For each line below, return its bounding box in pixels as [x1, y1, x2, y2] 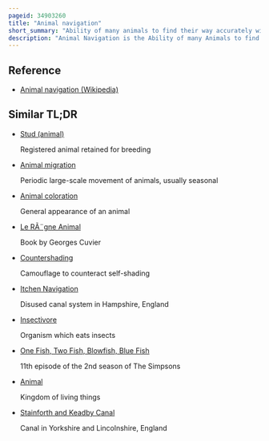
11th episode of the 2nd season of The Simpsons [19, 361, 181, 371]
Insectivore [19, 315, 58, 324]
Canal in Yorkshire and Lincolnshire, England [19, 423, 168, 432]
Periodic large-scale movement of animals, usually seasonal [19, 175, 219, 185]
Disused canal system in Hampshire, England [19, 299, 170, 308]
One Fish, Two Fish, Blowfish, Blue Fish [19, 345, 150, 356]
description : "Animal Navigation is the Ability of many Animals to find [8, 34, 260, 42]
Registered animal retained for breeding [19, 145, 151, 154]
